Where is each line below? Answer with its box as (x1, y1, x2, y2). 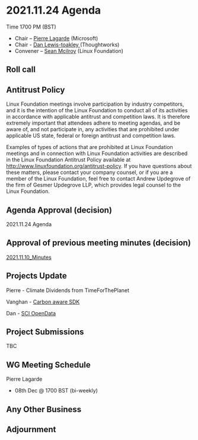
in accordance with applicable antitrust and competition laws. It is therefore (6, 113, 190, 121)
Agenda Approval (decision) (6, 205, 113, 215)
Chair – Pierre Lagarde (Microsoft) (14, 34, 98, 42)
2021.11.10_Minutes (6, 254, 52, 261)
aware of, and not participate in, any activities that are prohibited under (6, 126, 180, 133)
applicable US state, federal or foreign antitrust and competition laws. (6, 132, 176, 140)
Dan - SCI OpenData (6, 309, 56, 316)
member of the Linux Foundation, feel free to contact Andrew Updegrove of (6, 175, 191, 182)
